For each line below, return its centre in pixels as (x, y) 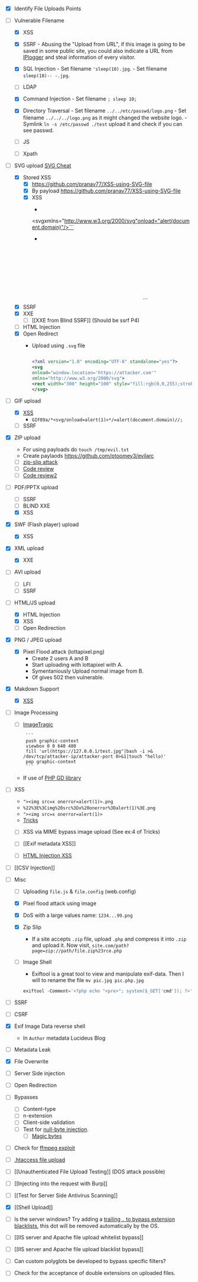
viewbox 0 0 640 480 (51, 746)
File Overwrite (31, 1062)
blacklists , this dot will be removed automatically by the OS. (86, 1226)
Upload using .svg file (59, 346)
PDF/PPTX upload (36, 487)
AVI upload (27, 572)
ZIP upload (27, 437)
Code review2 (40, 475)
